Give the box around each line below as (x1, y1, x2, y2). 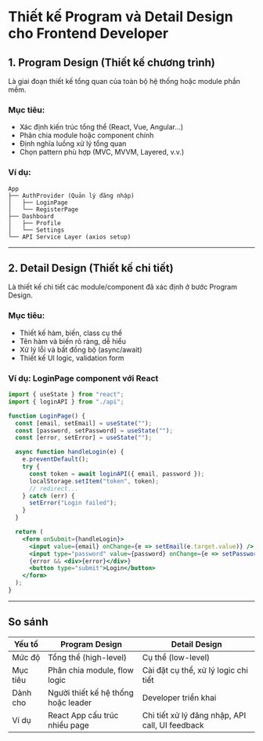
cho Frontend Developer (8, 24, 169, 42)
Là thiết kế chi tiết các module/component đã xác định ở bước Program (8, 283, 237, 292)
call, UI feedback (142, 719, 205, 730)
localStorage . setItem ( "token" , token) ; (28, 477, 159, 485)
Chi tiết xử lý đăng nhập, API (142, 710, 247, 721)
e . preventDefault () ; (22, 455, 89, 463)
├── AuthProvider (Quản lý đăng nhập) (8, 192, 135, 199)
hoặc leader (48, 697, 92, 708)
